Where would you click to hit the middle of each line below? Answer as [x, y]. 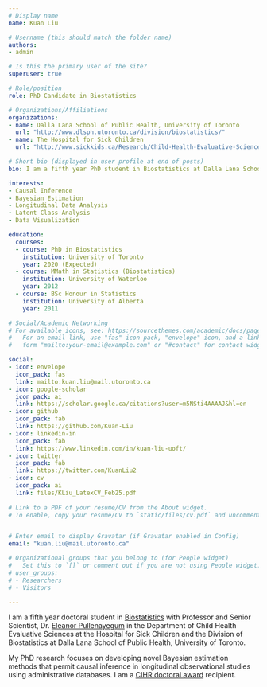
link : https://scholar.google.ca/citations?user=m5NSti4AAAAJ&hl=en [131, 404]
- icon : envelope [37, 367]
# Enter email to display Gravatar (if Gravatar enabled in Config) [124, 537]
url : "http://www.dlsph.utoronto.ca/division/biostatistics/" [120, 132]
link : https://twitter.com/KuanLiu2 [76, 470]
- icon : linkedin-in [43, 433]
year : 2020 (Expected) [60, 264]
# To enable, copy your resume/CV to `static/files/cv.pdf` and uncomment [135, 515]
